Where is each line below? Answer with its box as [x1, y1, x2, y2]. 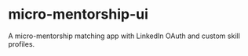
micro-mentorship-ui [8, 5, 149, 23]
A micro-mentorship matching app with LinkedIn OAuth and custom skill [8, 31, 241, 40]
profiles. [8, 39, 35, 48]
